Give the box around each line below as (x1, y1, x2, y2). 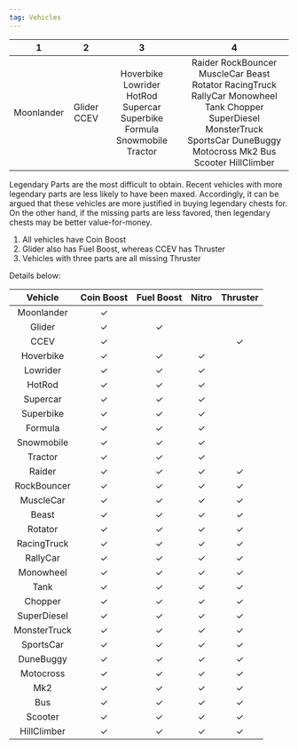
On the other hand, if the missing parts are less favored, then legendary (9, 207, 271, 218)
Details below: (9, 270, 61, 281)
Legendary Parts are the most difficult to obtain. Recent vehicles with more (9, 179, 283, 189)
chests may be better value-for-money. (9, 217, 153, 227)
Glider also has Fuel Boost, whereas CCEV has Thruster (21, 243, 226, 254)
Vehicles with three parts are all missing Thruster (21, 252, 201, 263)
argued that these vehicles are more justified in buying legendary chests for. (9, 197, 288, 209)
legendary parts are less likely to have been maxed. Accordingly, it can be (9, 188, 279, 199)
